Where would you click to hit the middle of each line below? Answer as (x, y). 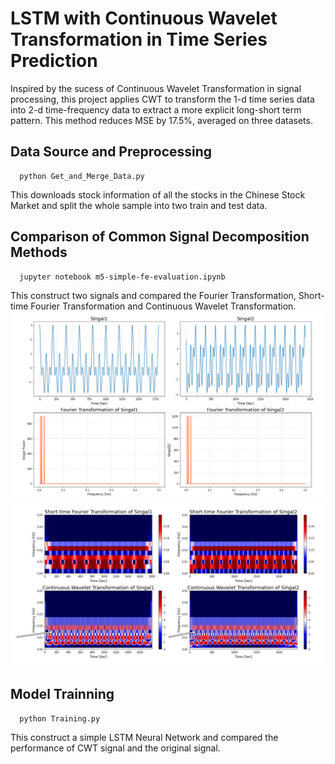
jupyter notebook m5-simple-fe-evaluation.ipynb (122, 277)
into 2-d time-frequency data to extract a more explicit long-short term (156, 109)
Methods (39, 252)
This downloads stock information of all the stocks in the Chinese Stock (158, 194)
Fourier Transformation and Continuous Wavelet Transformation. (163, 306)
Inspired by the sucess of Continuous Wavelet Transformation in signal (156, 88)
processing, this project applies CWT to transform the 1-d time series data (162, 99)
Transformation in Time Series (139, 39)
